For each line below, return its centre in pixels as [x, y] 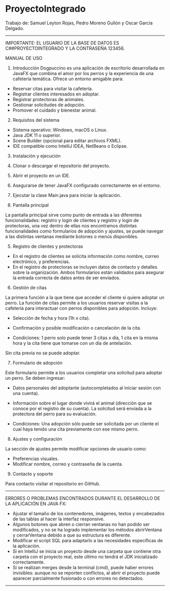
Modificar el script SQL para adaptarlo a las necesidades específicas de [88, 540]
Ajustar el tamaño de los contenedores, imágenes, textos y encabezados [89, 513]
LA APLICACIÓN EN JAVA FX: [36, 504]
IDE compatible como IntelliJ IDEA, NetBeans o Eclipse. [70, 146]
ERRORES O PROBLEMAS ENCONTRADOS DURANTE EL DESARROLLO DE [83, 498]
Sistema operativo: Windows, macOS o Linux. [60, 129]
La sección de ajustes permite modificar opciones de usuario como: [76, 449]
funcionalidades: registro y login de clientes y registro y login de [72, 220]
